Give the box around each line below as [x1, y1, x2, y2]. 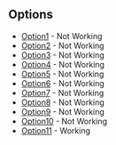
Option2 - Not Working [20, 40, 104, 51]
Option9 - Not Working [20, 106, 105, 117]
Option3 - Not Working [20, 49, 105, 60]
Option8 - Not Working [20, 97, 105, 108]
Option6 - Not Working [20, 77, 105, 88]
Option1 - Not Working [20, 30, 103, 41]
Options [8, 7, 54, 22]
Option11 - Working [20, 125, 90, 136]
